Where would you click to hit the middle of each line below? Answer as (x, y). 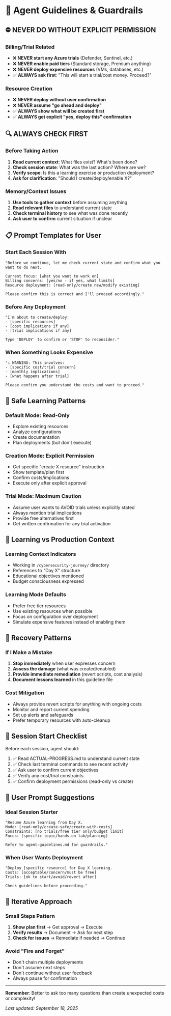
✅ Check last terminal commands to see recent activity (70, 764)
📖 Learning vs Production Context (60, 540)
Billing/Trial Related (30, 47)
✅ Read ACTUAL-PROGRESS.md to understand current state (76, 758)
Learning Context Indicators (41, 554)
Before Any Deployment (36, 306)
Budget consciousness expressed (48, 581)
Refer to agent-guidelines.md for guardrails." (57, 845)
